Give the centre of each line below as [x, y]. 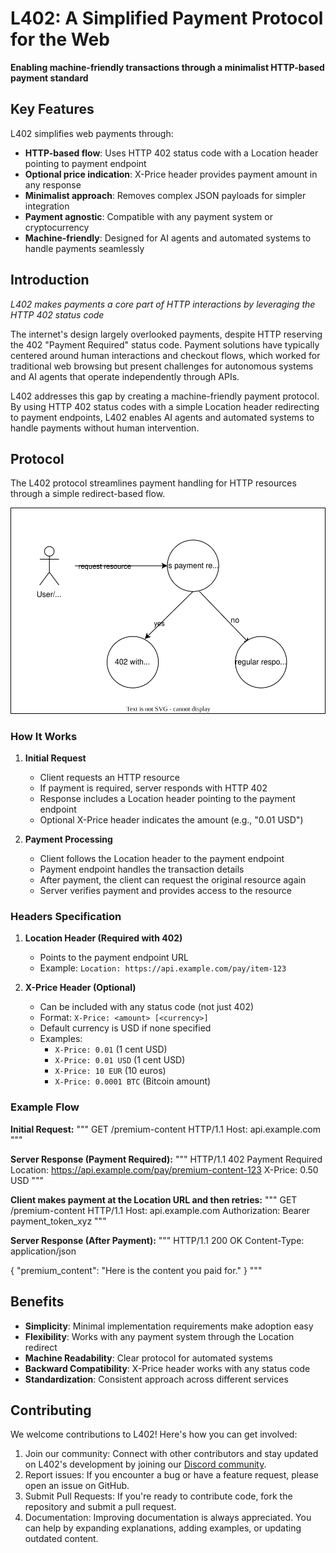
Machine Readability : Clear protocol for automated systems [148, 1358]
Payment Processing [68, 839]
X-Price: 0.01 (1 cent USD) [111, 1049]
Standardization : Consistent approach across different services [156, 1379]
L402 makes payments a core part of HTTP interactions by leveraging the [163, 304]
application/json [43, 1251]
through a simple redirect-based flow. [88, 494]
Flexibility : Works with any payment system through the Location [159, 1336]
